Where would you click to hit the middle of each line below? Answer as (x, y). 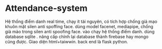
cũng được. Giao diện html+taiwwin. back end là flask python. (66, 41)
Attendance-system (46, 8)
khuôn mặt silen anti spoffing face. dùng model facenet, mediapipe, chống (79, 26)
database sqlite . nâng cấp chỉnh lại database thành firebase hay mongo (77, 37)
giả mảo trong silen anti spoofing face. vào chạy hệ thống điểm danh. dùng (80, 31)
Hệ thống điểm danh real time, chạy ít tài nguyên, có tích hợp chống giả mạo (81, 21)
